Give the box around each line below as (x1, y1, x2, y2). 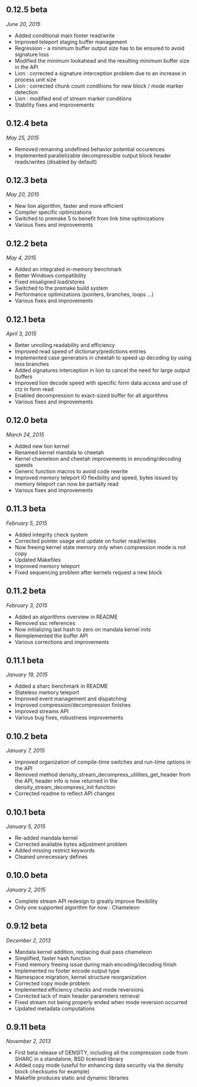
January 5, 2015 (6, 823, 46, 830)
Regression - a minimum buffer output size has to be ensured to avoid (14, 44, 185, 52)
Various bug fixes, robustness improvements (14, 714, 124, 722)
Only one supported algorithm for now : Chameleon (14, 903, 140, 911)
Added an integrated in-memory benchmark (14, 266, 122, 273)
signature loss (14, 50, 49, 58)
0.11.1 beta (6, 655, 44, 665)
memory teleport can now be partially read (14, 480, 119, 488)
